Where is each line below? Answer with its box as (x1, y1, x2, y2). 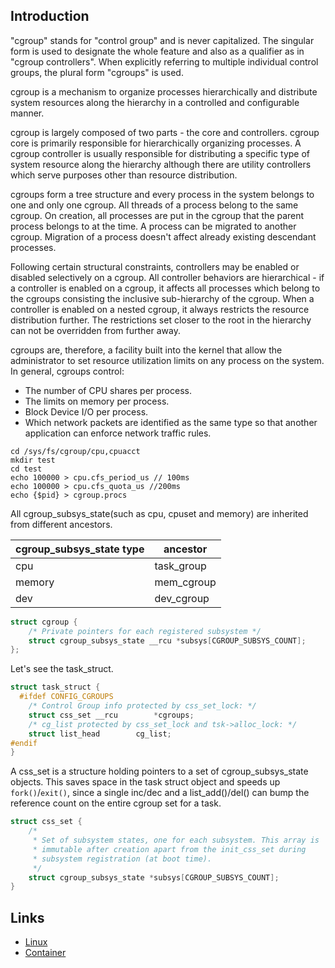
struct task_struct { (10, 682, 101, 693)
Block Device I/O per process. (24, 405, 149, 418)
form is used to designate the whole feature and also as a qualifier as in (10, 45, 305, 57)
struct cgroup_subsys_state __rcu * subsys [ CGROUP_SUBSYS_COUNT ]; (28, 635, 307, 646)
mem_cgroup (154, 575, 217, 589)
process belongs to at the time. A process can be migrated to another (10, 220, 297, 232)
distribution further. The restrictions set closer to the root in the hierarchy (10, 314, 312, 326)
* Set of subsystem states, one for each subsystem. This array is (32, 835, 320, 846)
